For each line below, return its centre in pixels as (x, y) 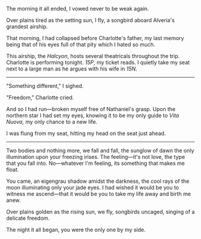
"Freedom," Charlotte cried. (40, 97)
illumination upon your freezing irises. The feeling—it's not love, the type (96, 157)
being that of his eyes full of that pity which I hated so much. (81, 45)
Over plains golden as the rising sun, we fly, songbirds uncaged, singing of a (100, 212)
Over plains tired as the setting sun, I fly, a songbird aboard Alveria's (91, 20)
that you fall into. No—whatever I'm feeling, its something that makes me (96, 163)
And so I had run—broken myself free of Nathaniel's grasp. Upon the (91, 109)
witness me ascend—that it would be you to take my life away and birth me (99, 194)
